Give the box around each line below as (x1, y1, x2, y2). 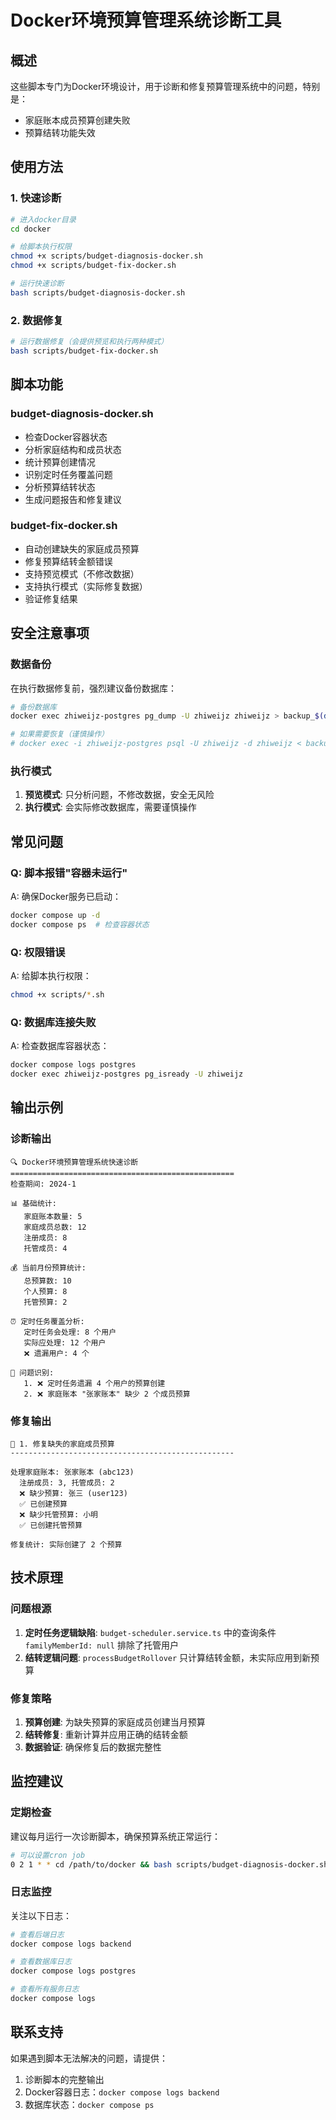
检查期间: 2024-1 (10, 1179, 77, 1189)
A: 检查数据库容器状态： (10, 1040, 110, 1052)
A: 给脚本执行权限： (10, 970, 92, 982)
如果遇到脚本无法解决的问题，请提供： (10, 2052, 168, 2064)
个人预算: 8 (23, 1286, 68, 1296)
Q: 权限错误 (10, 945, 66, 959)
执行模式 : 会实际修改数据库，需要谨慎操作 (24, 801, 197, 813)
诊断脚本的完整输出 (24, 2073, 105, 2085)
